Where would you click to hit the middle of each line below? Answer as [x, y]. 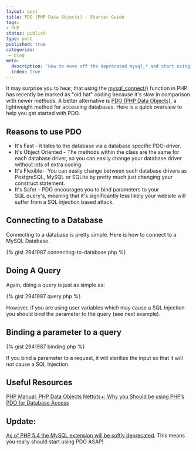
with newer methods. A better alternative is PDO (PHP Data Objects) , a [91, 101]
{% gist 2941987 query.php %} [43, 296]
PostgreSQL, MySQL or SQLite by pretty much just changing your [94, 177]
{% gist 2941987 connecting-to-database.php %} [66, 252]
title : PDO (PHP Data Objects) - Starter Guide [65, 17]
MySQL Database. [28, 241]
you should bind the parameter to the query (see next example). [83, 314]
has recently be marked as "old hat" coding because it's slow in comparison [98, 95]
